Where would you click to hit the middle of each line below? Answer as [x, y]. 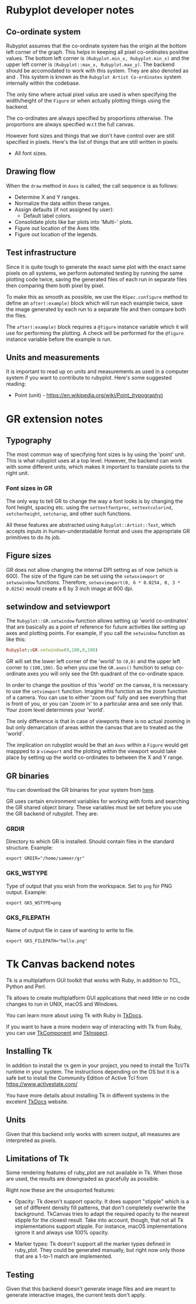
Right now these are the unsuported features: [61, 1190]
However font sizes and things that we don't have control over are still [90, 136]
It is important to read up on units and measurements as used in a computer [97, 371]
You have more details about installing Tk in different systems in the [88, 1095]
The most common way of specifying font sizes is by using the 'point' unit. [96, 454]
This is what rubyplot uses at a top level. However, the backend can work [94, 461]
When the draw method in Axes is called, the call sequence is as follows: [92, 185]
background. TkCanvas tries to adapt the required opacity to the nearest [102, 1214]
